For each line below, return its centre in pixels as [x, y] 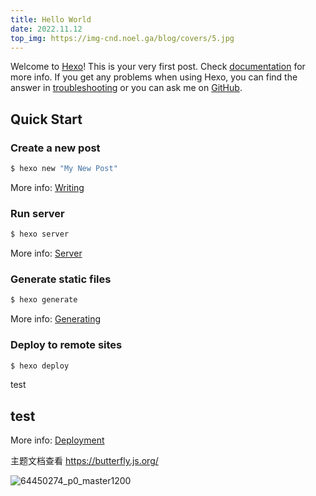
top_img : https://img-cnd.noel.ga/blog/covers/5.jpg [122, 38]
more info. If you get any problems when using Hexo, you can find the [154, 77]
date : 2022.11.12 [46, 29]
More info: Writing [47, 187]
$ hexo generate [44, 300]
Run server [37, 213]
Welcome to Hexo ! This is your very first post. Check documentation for [158, 67]
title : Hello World [51, 19]
